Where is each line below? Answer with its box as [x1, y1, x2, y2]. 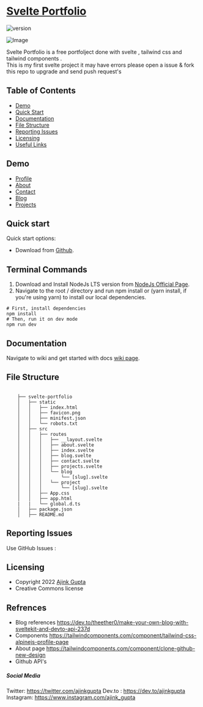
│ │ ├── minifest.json [17, 415, 86, 421]
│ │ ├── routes [17, 431, 67, 437]
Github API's [15, 658, 47, 665]
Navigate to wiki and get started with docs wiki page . [6, 354, 140, 362]
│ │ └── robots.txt [17, 421, 78, 427]
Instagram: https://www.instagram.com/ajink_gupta [6, 694, 136, 701]
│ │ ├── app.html [17, 495, 72, 501]
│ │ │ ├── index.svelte [17, 447, 95, 454]
